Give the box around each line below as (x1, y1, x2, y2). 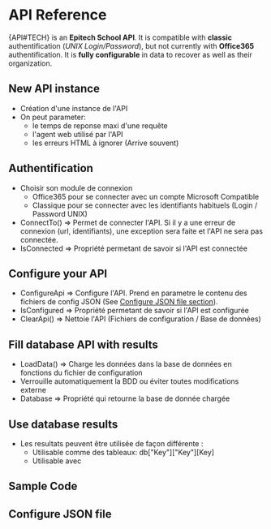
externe (19, 385, 47, 395)
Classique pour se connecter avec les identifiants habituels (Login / (32, 200, 258, 210)
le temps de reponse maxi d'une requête (32, 120, 168, 131)
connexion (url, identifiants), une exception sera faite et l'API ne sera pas (19, 226, 264, 236)
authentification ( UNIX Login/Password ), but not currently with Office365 (8, 41, 254, 50)
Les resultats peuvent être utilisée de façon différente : (19, 439, 204, 448)
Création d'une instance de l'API (19, 103, 128, 113)
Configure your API (8, 266, 108, 281)
